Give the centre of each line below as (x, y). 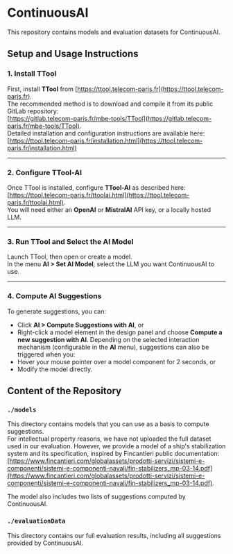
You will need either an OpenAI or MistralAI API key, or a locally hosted (109, 209)
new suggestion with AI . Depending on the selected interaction (108, 339)
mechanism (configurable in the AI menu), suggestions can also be (113, 347)
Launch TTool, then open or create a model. (70, 257)
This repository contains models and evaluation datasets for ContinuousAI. (114, 32)
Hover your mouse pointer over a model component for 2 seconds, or (116, 361)
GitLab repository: (33, 111)
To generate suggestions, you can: (57, 311)
